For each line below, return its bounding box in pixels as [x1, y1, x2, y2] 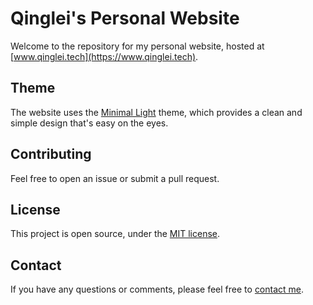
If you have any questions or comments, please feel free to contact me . [10, 283, 305, 296]
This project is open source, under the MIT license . [10, 228, 221, 240]
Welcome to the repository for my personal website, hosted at [10, 40, 265, 52]
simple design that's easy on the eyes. [10, 117, 169, 129]
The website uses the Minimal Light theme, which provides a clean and [10, 106, 303, 118]
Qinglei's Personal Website [10, 7, 240, 30]
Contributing [10, 146, 92, 163]
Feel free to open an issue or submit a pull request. [10, 172, 220, 184]
